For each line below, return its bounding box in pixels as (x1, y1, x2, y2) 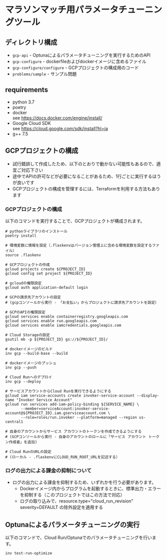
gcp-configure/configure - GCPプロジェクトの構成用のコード (12, 65, 139, 70)
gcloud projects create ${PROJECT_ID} (5, 266, 86, 272)
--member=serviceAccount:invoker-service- (20, 406, 111, 411)
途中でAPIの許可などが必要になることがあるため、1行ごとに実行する (12, 173, 153, 179)
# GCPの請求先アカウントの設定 (5, 295, 61, 300)
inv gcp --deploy (5, 379, 41, 384)
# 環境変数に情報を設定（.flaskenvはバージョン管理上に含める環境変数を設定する (5, 243, 152, 248)
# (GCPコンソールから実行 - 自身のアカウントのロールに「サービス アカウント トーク (5, 434, 160, 439)
